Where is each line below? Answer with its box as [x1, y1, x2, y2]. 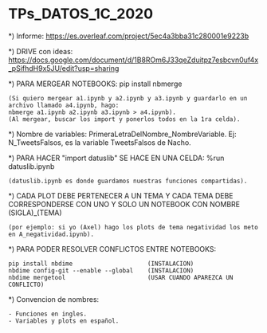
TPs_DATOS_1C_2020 [8, 5, 154, 23]
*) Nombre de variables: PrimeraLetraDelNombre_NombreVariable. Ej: [8, 129, 237, 139]
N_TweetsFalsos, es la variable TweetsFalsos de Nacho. [8, 137, 191, 147]
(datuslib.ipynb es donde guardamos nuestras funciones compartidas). [8, 177, 248, 185]
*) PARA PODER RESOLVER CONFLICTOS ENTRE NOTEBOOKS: [8, 244, 217, 253]
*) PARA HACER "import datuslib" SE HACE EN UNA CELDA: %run [8, 153, 225, 163]
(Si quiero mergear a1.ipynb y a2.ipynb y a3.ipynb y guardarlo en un [8, 94, 248, 102]
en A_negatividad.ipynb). [8, 230, 94, 238]
